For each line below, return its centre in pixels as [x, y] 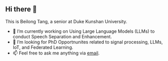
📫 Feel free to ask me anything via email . [56, 53]
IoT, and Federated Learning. [43, 47]
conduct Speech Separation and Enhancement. [62, 36]
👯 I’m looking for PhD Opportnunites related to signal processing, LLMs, [88, 42]
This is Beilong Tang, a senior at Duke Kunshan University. [66, 21]
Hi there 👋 [21, 9]
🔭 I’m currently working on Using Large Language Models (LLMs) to [84, 31]
